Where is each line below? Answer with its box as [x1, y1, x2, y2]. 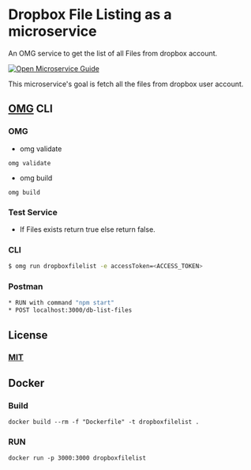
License [8, 328, 48, 342]
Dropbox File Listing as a [8, 6, 172, 24]
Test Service [8, 207, 58, 218]
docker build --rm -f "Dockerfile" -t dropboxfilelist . [8, 418, 200, 426]
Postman [8, 281, 43, 292]
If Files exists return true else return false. [19, 224, 155, 234]
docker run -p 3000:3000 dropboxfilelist [8, 454, 147, 462]
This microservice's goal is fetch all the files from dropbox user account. [8, 79, 244, 89]
